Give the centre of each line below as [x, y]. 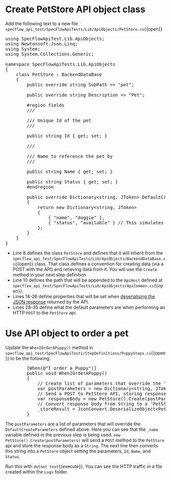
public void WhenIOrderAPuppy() [67, 373]
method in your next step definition [49, 275]
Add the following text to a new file [42, 24]
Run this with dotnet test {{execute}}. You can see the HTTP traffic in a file [84, 466]
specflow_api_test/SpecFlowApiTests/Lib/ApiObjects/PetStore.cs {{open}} [84, 29]
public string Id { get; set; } [67, 136]
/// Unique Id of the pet [59, 120]
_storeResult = [56, 409]
